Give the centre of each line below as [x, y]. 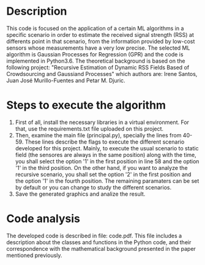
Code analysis [43, 219]
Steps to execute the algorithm [86, 105]
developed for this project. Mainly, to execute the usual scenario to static [107, 148]
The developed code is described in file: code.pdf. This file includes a [94, 236]
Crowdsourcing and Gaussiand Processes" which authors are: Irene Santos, [102, 74]
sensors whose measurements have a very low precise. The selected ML [98, 48]
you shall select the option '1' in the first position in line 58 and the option [107, 161]
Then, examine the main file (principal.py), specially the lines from [98, 135]
